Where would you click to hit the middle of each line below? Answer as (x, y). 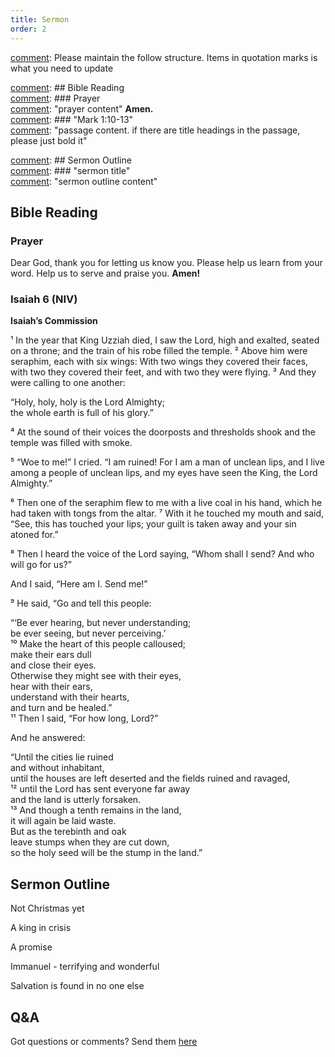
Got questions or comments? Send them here (104, 1042)
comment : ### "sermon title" (70, 170)
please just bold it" (49, 140)
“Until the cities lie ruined (62, 757)
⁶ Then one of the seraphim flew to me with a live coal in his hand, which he (166, 503)
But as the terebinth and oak (68, 832)
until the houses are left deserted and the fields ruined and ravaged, (150, 778)
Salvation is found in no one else (77, 986)
